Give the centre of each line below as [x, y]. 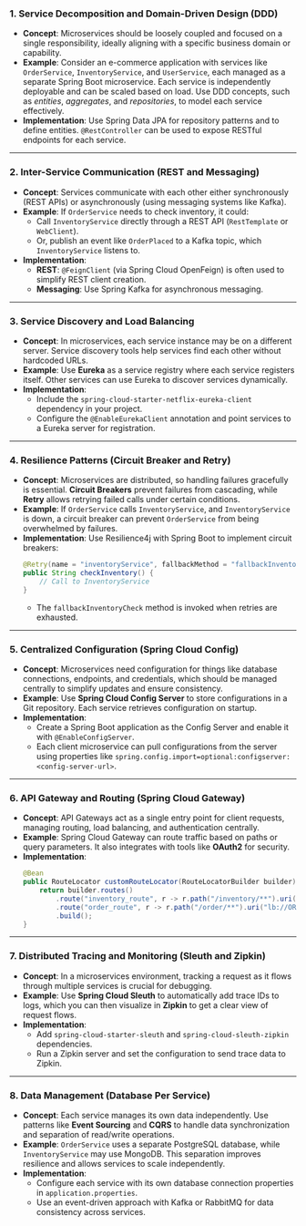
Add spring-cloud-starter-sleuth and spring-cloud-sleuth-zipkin [163, 1034]
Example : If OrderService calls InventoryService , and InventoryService [156, 510]
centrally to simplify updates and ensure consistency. [122, 688]
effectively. [43, 111]
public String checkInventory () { [88, 573]
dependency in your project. [89, 408]
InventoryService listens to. [88, 250]
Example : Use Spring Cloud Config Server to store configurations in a [155, 698]
